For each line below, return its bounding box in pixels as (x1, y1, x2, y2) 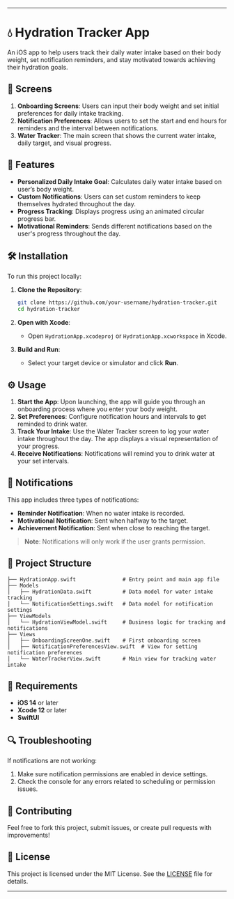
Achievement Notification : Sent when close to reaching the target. (17, 523, 210, 532)
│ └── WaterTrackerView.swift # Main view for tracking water (7, 655, 217, 662)
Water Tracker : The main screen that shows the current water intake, (17, 131, 217, 139)
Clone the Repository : (17, 286, 82, 294)
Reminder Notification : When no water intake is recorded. (17, 509, 185, 517)
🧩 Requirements (7, 680, 78, 692)
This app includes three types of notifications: (7, 495, 139, 504)
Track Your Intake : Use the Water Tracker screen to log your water (17, 427, 210, 436)
